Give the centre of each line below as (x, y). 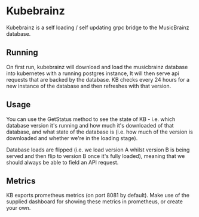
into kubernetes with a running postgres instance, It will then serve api (93, 73)
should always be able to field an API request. (62, 162)
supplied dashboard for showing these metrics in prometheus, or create (95, 201)
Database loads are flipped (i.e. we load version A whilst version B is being (98, 150)
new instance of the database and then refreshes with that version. (89, 86)
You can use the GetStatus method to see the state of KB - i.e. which (91, 119)
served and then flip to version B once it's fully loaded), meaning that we (96, 156)
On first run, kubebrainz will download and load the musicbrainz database (97, 67)
